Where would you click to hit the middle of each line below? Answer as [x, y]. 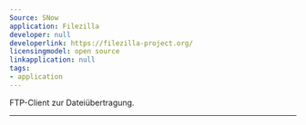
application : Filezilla [55, 26]
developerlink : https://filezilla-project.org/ [102, 43]
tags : [20, 69]
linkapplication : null [52, 60]
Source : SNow [34, 18]
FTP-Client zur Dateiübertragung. [72, 102]
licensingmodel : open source [65, 52]
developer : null [40, 34]
